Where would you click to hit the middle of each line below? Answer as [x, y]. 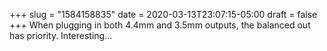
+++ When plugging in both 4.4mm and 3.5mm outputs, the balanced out [160, 25]
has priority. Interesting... [61, 35]
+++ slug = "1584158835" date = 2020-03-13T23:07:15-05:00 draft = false [163, 14]
